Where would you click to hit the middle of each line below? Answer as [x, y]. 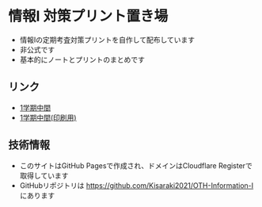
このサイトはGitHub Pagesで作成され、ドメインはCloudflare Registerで [136, 165]
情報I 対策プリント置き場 [88, 16]
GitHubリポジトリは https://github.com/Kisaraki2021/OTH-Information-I [137, 185]
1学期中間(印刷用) [48, 117]
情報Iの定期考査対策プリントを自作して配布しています [107, 40]
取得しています [44, 175]
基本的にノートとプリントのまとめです [82, 59]
